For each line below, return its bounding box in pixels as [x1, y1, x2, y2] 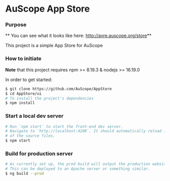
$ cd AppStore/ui [5, 91, 42, 96]
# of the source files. [5, 133, 56, 138]
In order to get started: [5, 77, 52, 83]
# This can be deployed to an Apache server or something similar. [5, 166, 151, 171]
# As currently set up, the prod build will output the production [5, 162, 151, 167]
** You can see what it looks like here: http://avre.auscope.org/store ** [5, 32, 152, 39]
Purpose [5, 21, 27, 28]
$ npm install [5, 100, 35, 105]
